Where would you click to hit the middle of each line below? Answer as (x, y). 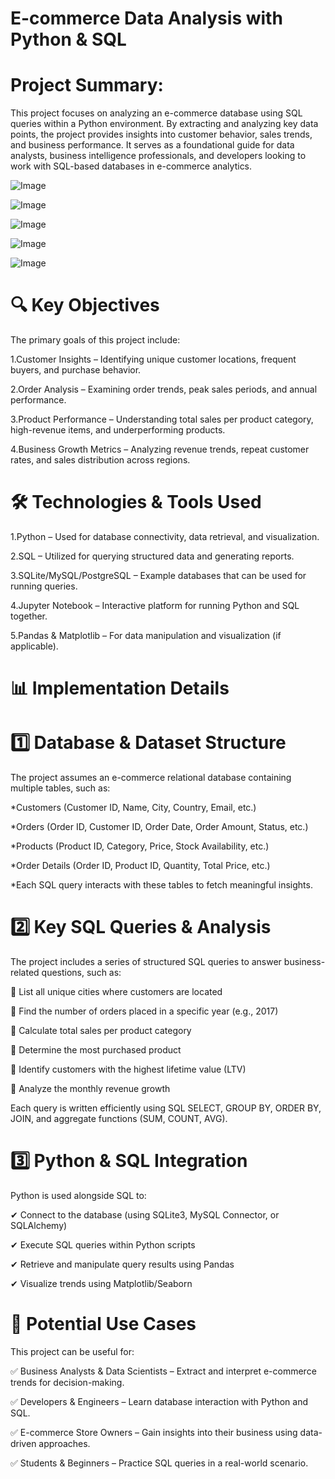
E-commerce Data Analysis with (146, 18)
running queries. (44, 586)
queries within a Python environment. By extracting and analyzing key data (164, 124)
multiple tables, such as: (60, 788)
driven (23, 1443)
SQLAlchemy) (39, 1225)
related (25, 973)
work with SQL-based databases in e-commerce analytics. (131, 166)
